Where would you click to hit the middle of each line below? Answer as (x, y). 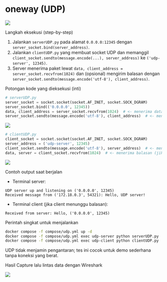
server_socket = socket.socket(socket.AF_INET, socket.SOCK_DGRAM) (77, 102)
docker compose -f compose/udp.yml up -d (49, 232)
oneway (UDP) (35, 9)
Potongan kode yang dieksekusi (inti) (43, 89)
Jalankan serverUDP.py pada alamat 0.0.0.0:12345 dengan (72, 42)
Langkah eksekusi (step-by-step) (39, 32)
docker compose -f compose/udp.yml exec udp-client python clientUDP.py (82, 241)
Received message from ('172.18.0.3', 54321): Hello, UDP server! (75, 195)
